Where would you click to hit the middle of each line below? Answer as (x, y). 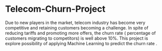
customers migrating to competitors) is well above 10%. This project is (77, 38)
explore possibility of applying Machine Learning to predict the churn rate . (81, 43)
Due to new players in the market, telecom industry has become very (75, 23)
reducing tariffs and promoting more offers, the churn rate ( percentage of (81, 33)
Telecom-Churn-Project (55, 9)
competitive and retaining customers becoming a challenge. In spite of (77, 27)
